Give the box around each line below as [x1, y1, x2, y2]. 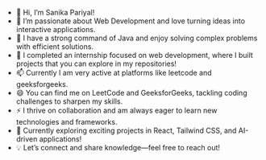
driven [15, 134, 38, 144]
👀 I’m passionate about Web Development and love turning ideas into [15, 16, 246, 26]
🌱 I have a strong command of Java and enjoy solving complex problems [15, 33, 258, 43]
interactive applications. [15, 25, 96, 34]
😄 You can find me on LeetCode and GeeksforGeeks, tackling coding [15, 88, 247, 97]
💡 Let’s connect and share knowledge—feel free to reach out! [15, 143, 220, 152]
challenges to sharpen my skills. [15, 96, 123, 106]
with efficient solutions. [15, 42, 94, 51]
